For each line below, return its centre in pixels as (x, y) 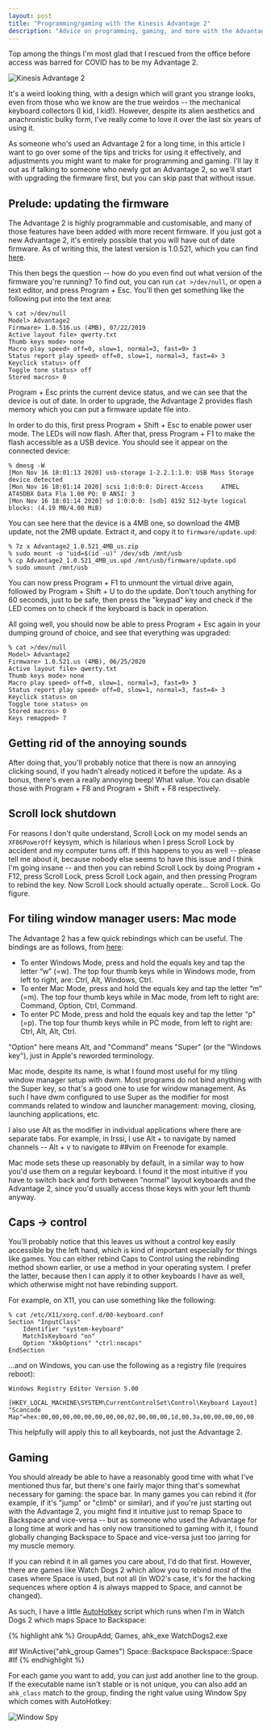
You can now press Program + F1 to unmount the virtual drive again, (121, 583)
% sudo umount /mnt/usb (48, 568)
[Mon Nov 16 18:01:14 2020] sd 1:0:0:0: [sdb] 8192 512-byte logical (128, 501)
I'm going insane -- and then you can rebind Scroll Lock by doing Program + (135, 867)
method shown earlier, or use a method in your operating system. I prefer (130, 1268)
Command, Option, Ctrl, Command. (79, 1005)
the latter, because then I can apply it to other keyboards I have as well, (127, 1276)
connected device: (40, 451)
